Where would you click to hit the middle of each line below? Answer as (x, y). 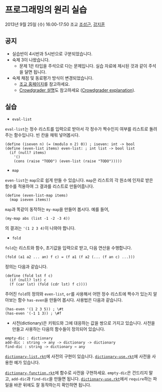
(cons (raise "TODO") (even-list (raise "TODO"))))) (68, 161)
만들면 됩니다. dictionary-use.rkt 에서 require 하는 (103, 378)
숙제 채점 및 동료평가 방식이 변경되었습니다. (53, 78)
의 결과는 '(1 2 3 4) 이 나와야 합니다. (40, 228)
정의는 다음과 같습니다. (26, 266)
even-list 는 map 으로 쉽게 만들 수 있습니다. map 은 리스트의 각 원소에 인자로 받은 (79, 180)
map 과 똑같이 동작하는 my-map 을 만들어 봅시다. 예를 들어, (57, 209)
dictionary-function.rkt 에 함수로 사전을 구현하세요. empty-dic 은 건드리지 (76, 373)
